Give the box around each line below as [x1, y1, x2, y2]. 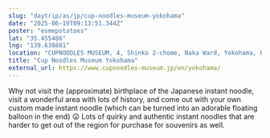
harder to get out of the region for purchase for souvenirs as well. [8, 120, 225, 129]
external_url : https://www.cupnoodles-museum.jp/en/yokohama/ [8, 64, 221, 72]
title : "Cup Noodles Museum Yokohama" [8, 57, 138, 65]
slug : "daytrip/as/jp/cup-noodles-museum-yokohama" [8, 11, 185, 20]
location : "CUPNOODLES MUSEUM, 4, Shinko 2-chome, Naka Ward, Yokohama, [8, 49, 257, 57]
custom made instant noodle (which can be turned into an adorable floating [8, 103, 258, 112]
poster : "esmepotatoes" [8, 26, 88, 34]
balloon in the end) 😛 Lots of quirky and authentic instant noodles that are [8, 112, 255, 121]
